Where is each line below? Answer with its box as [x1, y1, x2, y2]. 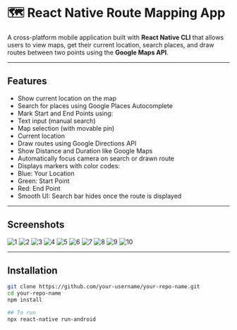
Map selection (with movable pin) [17, 124, 115, 132]
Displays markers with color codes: [17, 161, 120, 170]
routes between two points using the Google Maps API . [7, 48, 169, 57]
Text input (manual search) [17, 117, 96, 125]
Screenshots [7, 219, 65, 231]
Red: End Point [17, 184, 61, 192]
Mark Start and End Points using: [17, 109, 114, 117]
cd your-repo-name [7, 290, 61, 297]
